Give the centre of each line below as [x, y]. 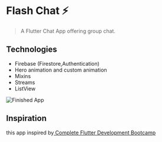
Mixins [23, 76]
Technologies [32, 50]
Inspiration [27, 118]
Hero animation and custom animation [61, 70]
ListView [25, 89]
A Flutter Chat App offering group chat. [68, 31]
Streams [25, 82]
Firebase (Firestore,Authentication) [57, 63]
